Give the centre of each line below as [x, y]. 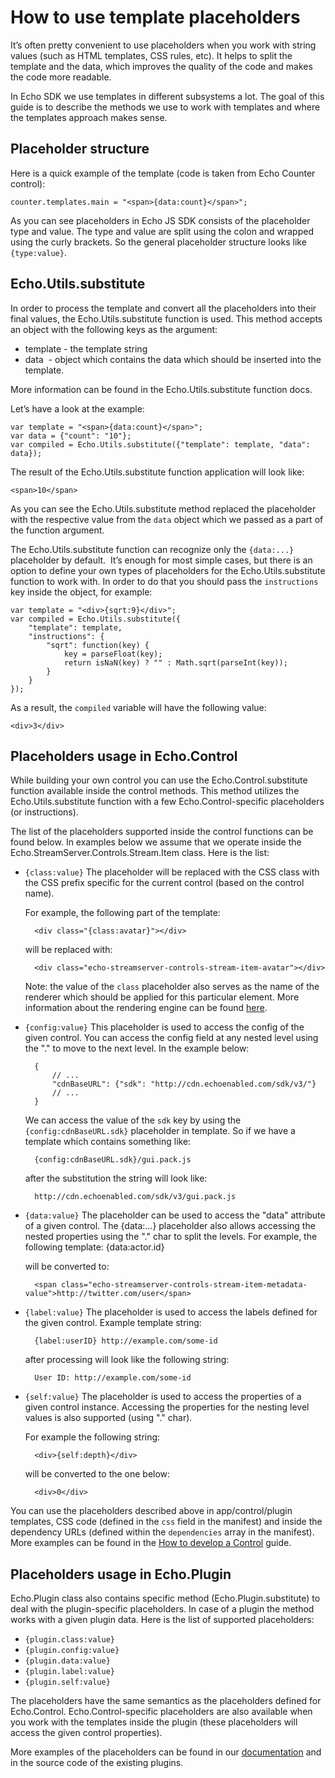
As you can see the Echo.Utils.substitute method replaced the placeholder [163, 508]
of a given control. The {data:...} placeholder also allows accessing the [170, 1226]
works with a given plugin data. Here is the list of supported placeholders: [162, 1620]
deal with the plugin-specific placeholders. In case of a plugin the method [162, 1609]
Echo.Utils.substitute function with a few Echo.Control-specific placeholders [167, 802]
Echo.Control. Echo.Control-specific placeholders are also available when [161, 1712]
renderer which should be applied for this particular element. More [162, 997]
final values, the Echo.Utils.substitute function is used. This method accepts [166, 318]
